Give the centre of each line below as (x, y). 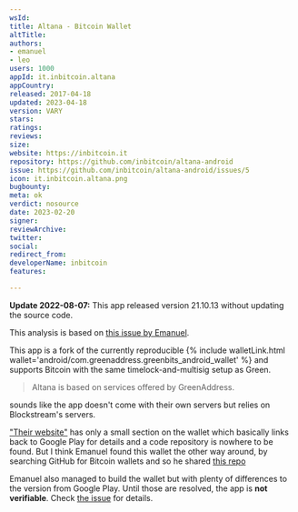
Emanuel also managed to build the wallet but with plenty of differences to (149, 478)
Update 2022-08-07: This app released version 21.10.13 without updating (147, 305)
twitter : (26, 237)
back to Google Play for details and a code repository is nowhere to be (142, 441)
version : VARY (36, 111)
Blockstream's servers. (53, 414)
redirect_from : (38, 255)
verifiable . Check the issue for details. (81, 497)
